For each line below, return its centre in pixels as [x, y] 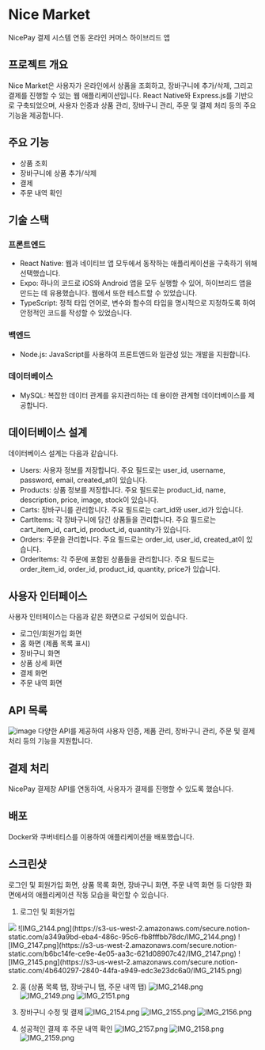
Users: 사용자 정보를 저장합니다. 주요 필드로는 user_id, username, [122, 470]
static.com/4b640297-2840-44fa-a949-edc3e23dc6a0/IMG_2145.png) [125, 970]
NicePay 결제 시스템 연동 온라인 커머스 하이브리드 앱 [89, 37]
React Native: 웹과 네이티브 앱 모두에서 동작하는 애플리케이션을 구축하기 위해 [138, 264]
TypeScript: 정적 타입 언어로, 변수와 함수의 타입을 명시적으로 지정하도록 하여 [137, 303]
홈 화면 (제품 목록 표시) [55, 644]
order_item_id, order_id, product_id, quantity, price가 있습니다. [120, 569]
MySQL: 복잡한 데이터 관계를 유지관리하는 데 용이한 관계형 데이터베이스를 [133, 395]
